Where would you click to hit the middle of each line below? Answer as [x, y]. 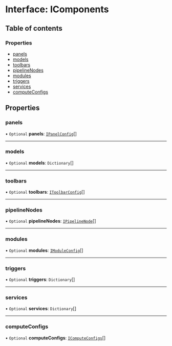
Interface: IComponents [57, 9]
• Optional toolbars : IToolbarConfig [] [45, 192]
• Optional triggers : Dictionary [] [40, 280]
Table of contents [34, 28]
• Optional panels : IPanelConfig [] [41, 133]
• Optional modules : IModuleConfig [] [44, 250]
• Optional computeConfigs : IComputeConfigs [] [56, 338]
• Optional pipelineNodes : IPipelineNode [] [51, 221]
